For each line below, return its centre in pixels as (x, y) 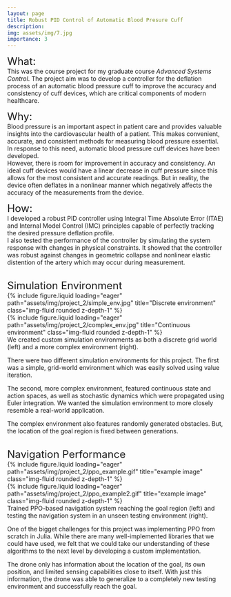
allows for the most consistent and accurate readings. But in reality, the (108, 178)
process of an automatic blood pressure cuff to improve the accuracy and (112, 86)
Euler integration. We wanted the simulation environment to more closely (110, 403)
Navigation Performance (67, 454)
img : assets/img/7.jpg (40, 33)
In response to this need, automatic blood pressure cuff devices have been (114, 148)
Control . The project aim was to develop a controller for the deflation (104, 79)
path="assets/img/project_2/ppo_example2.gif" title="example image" (107, 493)
